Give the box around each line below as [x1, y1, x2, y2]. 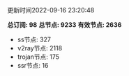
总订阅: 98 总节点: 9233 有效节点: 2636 [7, 21, 122, 29]
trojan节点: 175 [17, 53, 60, 61]
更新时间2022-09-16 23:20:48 [7, 6, 95, 14]
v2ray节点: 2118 [17, 44, 63, 52]
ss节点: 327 [17, 35, 51, 44]
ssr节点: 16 [17, 61, 49, 69]
